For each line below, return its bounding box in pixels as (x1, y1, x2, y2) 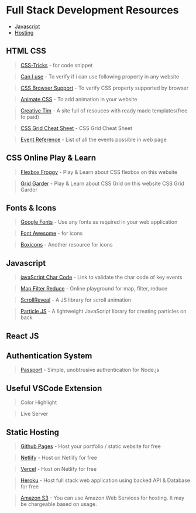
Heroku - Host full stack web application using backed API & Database (20, 477, 191, 484)
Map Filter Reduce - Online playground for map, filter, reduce (20, 285, 168, 292)
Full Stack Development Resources (6, 4, 179, 17)
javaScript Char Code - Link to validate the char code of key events (20, 273, 183, 281)
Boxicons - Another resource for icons (20, 241, 113, 248)
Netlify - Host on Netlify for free (20, 454, 98, 461)
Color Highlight (20, 399, 57, 406)
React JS (6, 331, 39, 341)
